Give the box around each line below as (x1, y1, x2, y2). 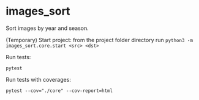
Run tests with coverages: (6, 76, 72, 83)
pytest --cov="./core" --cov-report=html (6, 87, 113, 94)
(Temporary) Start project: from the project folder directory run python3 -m (6, 36, 193, 43)
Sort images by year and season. (6, 24, 89, 32)
